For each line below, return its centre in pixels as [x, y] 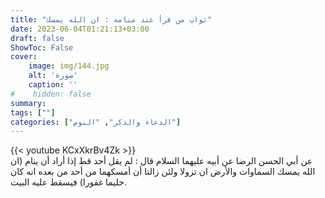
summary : [28, 103]
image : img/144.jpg [69, 66]
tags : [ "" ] [33, 112]
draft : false [37, 38]
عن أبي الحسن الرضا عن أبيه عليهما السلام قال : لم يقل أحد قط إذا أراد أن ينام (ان [161, 161]
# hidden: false [51, 94]
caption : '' [53, 85]
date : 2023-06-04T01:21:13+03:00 [80, 29]
